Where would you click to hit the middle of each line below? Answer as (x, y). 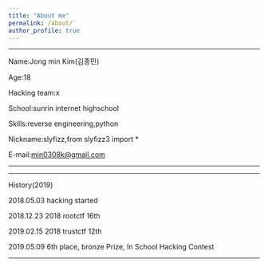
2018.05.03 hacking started (53, 201)
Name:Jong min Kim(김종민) (54, 61)
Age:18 (20, 77)
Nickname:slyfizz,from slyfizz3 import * (74, 139)
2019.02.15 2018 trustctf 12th (55, 231)
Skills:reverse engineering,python (63, 124)
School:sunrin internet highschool (64, 108)
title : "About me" (39, 16)
